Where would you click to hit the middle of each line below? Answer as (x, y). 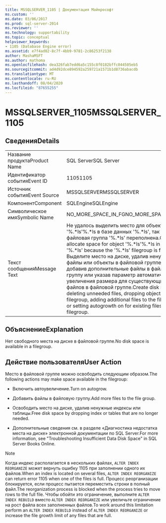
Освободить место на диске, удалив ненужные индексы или (76, 408)
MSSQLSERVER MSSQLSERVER (103, 192)
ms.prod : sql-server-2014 (32, 23)
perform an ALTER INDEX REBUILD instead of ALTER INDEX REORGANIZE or (77, 510)
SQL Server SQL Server (93, 160)
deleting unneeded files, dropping (105, 293)
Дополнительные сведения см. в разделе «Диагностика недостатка (85, 428)
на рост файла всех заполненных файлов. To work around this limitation (79, 505)
